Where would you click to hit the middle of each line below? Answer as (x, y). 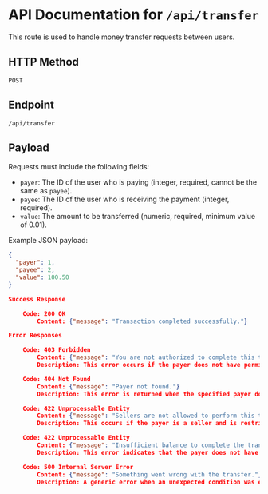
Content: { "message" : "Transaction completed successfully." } (142, 321)
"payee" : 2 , (35, 270)
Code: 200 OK (44, 313)
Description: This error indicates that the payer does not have (148, 452)
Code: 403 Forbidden (57, 350)
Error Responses (35, 336)
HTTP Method (44, 62)
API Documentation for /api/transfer (134, 15)
